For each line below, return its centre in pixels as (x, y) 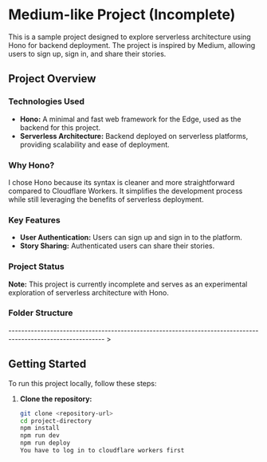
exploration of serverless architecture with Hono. (88, 292)
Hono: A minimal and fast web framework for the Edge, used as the (130, 119)
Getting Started (47, 364)
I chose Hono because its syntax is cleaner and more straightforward (122, 182)
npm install (39, 428)
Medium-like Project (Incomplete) (122, 15)
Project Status (37, 267)
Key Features (35, 219)
